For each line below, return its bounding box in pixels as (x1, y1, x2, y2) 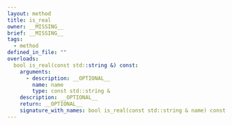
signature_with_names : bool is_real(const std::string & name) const (20, 107, 226, 114)
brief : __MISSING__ (7, 29, 64, 37)
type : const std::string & (32, 87, 111, 94)
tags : (7, 36, 23, 43)
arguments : (20, 68, 52, 75)
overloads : (7, 56, 39, 62)
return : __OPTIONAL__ (20, 101, 82, 108)
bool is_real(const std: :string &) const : (13, 62, 139, 69)
